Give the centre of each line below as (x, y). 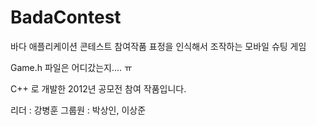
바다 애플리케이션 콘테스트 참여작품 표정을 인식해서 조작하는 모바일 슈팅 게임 (158, 46)
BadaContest (66, 17)
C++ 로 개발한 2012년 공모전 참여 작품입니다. (98, 88)
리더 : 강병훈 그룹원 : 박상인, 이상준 (78, 110)
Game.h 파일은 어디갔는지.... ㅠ (71, 67)
